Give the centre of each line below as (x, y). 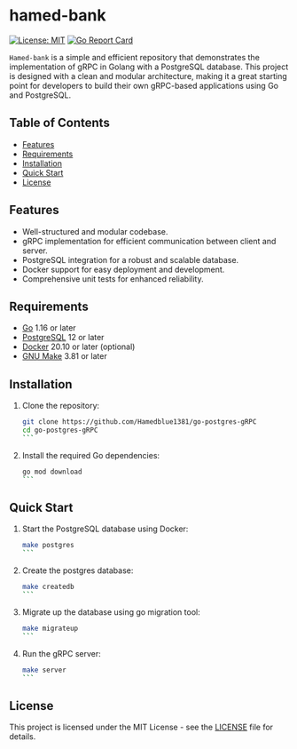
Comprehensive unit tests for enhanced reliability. (113, 279)
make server (44, 670)
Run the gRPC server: (62, 653)
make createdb (48, 587)
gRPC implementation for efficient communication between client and (149, 241)
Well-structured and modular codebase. (95, 231)
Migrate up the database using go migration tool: (111, 612)
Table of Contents (60, 123)
